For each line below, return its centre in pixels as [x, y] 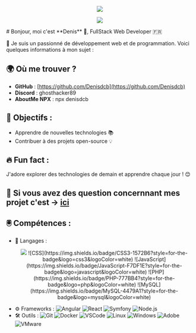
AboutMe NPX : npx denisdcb [52, 99]
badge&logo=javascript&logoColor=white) [96, 272]
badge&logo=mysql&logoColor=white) [104, 297]
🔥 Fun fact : [28, 160]
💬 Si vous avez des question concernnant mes [93, 193]
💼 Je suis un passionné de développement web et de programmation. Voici [98, 43]
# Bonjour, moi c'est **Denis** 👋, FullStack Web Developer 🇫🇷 [84, 32]
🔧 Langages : [31, 240]
